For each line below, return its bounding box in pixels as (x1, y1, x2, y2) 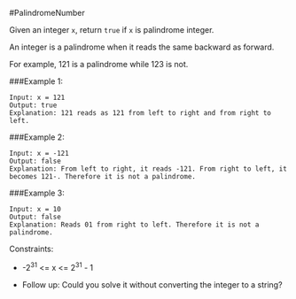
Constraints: (9, 243, 54, 254)
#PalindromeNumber (9, 8, 86, 18)
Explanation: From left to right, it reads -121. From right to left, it (9, 165, 288, 173)
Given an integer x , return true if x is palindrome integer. (9, 25, 214, 34)
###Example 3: (9, 188, 65, 198)
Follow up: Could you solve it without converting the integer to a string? (21, 279, 283, 290)
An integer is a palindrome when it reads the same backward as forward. (9, 42, 275, 52)
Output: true (9, 101, 58, 110)
